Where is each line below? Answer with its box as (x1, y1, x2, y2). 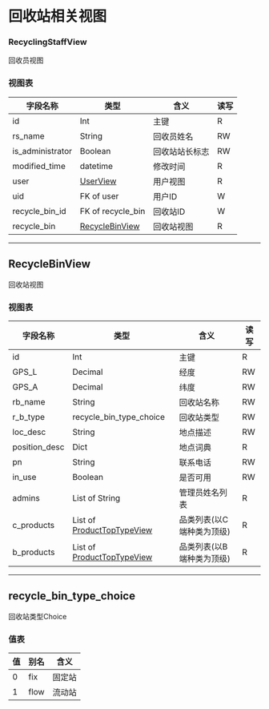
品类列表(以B (179, 541, 228, 552)
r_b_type (12, 411, 46, 422)
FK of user (79, 190, 119, 201)
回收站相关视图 (8, 7, 107, 26)
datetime (79, 160, 114, 171)
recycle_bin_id (12, 205, 66, 216)
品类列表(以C (179, 514, 229, 525)
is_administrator (12, 145, 72, 156)
